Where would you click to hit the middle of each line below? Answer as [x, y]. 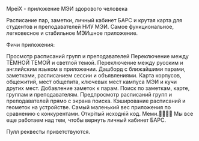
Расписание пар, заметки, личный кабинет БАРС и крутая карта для [94, 20]
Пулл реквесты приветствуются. [48, 132]
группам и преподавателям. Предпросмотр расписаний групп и [89, 94]
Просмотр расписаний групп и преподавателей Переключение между [98, 56]
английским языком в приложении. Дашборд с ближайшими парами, [96, 69]
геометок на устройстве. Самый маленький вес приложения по [89, 107]
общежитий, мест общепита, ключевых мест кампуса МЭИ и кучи [92, 82]
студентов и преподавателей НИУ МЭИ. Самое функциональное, [90, 27]
